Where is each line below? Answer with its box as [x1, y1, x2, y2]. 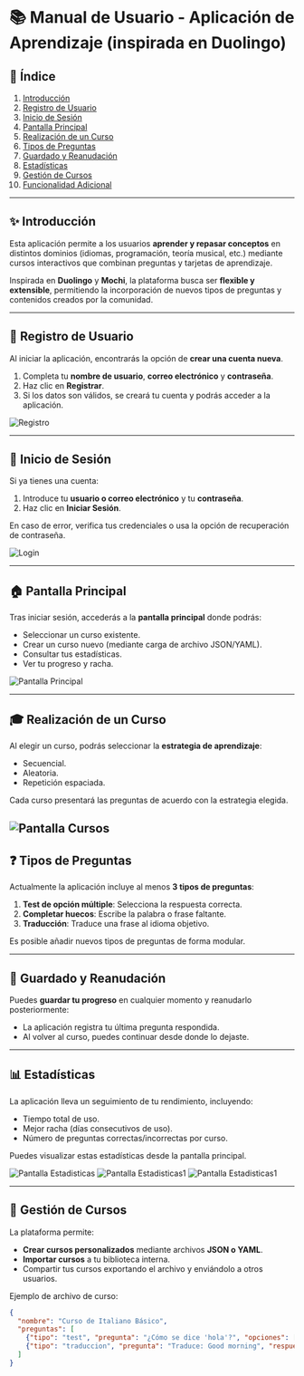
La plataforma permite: [9, 1227, 95, 1237]
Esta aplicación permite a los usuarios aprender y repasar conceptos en [9, 237, 280, 249]
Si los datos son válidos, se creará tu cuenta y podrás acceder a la [22, 390, 271, 400]
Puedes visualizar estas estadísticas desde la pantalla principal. [9, 1150, 247, 1160]
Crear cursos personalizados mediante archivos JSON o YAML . [22, 1244, 264, 1255]
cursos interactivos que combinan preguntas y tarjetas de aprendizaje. [9, 257, 273, 268]
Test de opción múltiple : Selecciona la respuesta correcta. [22, 899, 242, 910]
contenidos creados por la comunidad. [9, 293, 154, 304]
